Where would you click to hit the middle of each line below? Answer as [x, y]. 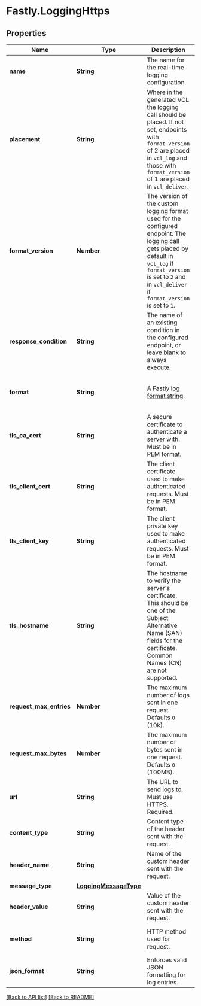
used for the [164, 218]
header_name [29, 865]
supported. [162, 678]
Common [160, 655]
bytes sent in [165, 750]
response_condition [38, 341]
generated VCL [168, 100]
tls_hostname [29, 625]
